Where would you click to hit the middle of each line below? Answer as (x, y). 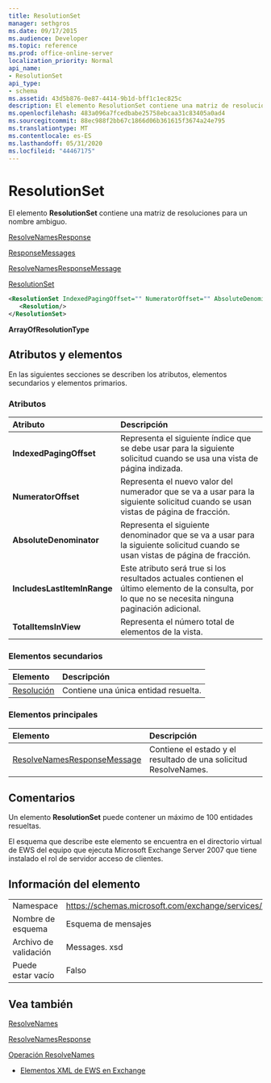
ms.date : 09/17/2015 (43, 31)
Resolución (33, 691)
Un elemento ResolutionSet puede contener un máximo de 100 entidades (131, 817)
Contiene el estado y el (192, 749)
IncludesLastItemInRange (63, 588)
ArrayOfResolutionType (49, 329)
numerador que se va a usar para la (188, 491)
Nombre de (33, 919)
